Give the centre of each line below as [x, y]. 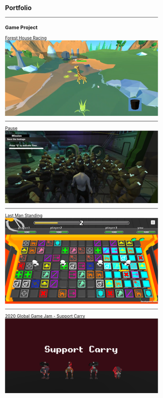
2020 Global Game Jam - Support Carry [45, 316]
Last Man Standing [24, 215]
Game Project [21, 27]
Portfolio [18, 8]
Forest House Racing [26, 38]
